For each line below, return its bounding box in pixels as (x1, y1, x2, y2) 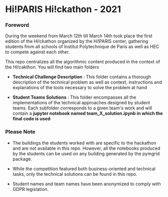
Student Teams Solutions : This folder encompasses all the (12, 94, 137, 100)
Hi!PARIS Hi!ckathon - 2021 (5, 4, 121, 15)
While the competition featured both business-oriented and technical (12, 165, 156, 172)
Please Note (5, 128, 36, 136)
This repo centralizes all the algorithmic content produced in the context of (5, 59, 160, 65)
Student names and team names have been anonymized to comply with (12, 180, 161, 187)
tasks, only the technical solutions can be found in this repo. (12, 171, 137, 177)
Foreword (5, 22, 29, 29)
